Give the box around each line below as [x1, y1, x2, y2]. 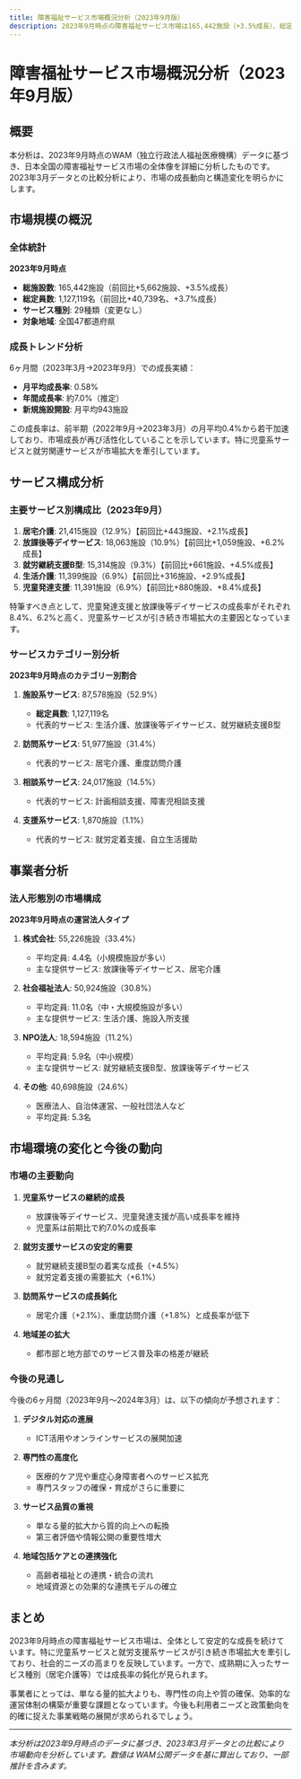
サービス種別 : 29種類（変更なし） [21, 304, 147, 315]
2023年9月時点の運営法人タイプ [9, 914, 130, 925]
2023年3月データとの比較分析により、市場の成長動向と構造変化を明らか [9, 172, 277, 182]
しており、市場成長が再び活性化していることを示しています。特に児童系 [9, 435, 275, 445]
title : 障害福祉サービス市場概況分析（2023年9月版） [9, 13, 185, 22]
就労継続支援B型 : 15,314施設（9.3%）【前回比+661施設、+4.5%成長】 [21, 559, 279, 570]
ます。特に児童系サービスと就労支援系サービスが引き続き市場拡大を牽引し [16, 1646, 291, 1657]
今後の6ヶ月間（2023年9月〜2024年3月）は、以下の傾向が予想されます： [9, 1395, 283, 1405]
